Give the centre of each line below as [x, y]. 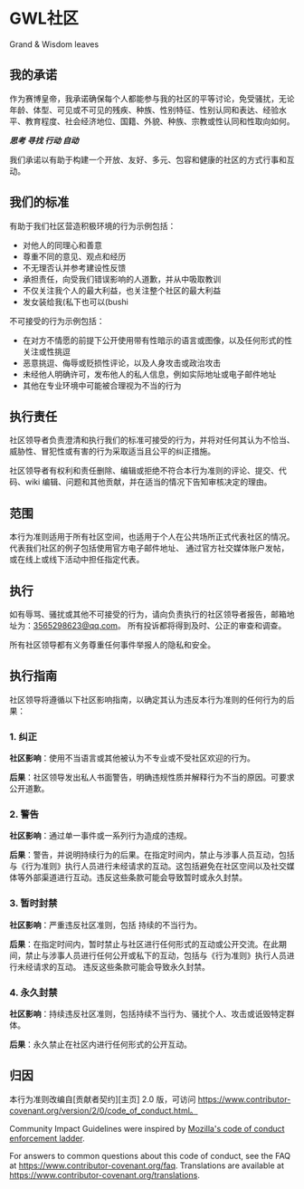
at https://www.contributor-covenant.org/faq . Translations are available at [147, 1165]
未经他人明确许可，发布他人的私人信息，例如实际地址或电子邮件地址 [149, 374]
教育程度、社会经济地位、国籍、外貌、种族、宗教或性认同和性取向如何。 [160, 121]
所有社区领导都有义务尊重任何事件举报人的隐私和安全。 [112, 645]
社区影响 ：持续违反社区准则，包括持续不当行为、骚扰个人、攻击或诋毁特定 [148, 1014]
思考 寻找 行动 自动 [44, 140]
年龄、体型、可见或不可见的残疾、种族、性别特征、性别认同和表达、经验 [144, 110]
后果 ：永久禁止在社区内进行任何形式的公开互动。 [100, 1044]
